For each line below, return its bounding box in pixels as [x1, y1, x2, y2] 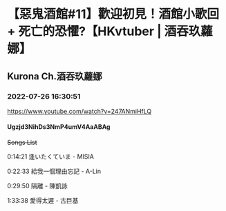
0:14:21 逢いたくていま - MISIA [7, 152, 95, 161]
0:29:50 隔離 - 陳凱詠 [7, 182, 68, 190]
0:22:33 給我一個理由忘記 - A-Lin [7, 167, 102, 176]
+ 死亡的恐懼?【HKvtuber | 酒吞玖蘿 [7, 23, 213, 39]
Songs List [7, 139, 37, 147]
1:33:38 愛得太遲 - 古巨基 [7, 197, 79, 205]
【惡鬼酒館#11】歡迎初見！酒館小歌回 [7, 6, 220, 22]
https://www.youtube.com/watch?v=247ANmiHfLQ [7, 107, 152, 115]
